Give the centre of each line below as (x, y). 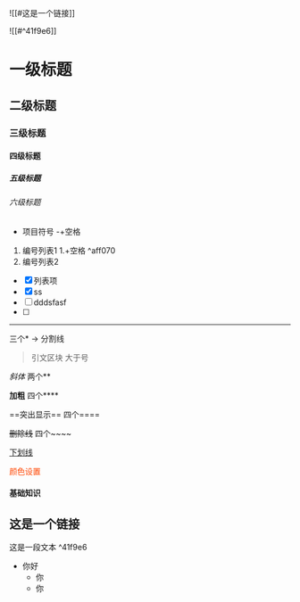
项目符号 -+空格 (51, 231)
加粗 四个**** (34, 395)
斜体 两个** (30, 376)
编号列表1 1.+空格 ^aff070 (69, 250)
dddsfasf (50, 302)
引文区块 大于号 (60, 357)
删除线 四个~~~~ (40, 433)
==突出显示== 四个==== (55, 414)
